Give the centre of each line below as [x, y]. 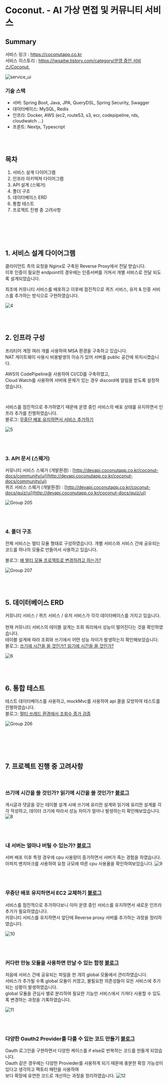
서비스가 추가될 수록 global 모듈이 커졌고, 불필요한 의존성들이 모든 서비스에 [78, 981]
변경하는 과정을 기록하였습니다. [41, 1000]
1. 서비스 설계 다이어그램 [40, 253]
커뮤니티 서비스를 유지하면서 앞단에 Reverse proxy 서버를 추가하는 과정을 [77, 917]
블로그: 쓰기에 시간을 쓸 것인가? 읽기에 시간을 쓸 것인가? [60, 646]
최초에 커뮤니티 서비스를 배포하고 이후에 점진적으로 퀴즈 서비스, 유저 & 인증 [78, 289]
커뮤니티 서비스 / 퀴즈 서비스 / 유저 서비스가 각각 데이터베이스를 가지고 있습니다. [83, 616]
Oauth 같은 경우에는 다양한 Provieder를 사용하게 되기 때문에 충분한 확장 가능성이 [84, 1063]
